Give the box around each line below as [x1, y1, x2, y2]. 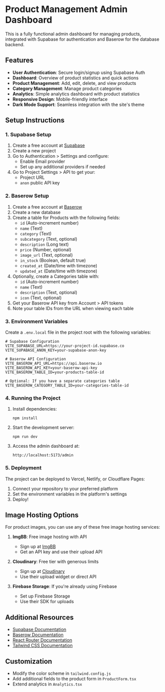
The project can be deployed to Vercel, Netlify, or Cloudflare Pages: [5, 476, 145, 482]
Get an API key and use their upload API [20, 549, 103, 555]
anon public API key [20, 180, 60, 186]
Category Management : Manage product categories [12, 85, 122, 91]
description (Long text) [20, 241, 69, 247]
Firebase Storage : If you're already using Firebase [12, 583, 117, 589]
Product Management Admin [5, 4, 128, 15]
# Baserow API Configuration [5, 357, 66, 362]
